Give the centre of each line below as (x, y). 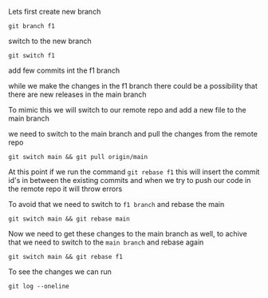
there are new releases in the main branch (77, 94)
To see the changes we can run (60, 272)
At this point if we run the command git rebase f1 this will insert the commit (134, 172)
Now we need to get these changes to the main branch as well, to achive (128, 234)
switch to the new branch (50, 41)
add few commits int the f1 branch (64, 70)
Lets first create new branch (55, 12)
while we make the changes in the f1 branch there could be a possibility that (133, 86)
